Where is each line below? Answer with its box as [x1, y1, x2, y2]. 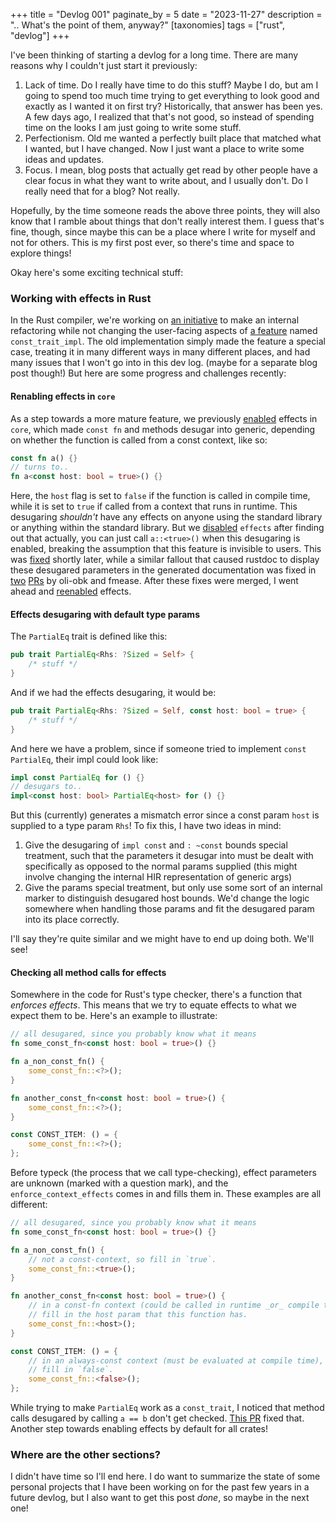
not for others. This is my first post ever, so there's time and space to [10, 237, 295, 248]
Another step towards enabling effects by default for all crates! [10, 1423, 269, 1435]
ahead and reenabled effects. [10, 585, 132, 598]
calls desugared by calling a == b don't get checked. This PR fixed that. [10, 1412, 305, 1424]
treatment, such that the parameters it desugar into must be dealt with [24, 850, 314, 862]
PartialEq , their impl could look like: [10, 753, 159, 765]
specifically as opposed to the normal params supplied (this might [24, 860, 298, 873]
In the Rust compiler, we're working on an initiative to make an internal [10, 314, 300, 326]
